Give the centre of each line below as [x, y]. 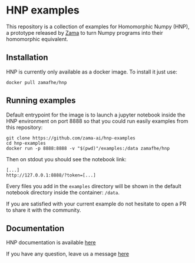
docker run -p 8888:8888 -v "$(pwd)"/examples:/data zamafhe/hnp [88, 148]
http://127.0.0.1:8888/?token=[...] [51, 175]
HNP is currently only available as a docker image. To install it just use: [92, 72]
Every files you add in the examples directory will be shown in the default [94, 186]
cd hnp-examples [26, 143]
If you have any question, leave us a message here [68, 254]
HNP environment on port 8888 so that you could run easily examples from [97, 121]
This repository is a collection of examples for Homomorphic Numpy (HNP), [98, 26]
